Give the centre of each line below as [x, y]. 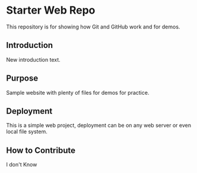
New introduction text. [33, 59]
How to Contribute [41, 150]
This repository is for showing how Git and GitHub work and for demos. [93, 27]
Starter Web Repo [51, 10]
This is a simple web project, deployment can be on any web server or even [99, 126]
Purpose [22, 79]
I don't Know [22, 165]
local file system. [27, 132]
